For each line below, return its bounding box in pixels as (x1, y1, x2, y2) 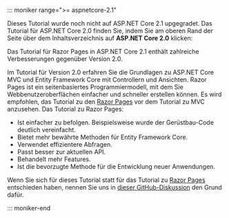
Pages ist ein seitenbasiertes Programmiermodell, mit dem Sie (7, 83, 184, 91)
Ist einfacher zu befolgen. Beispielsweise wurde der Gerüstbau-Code (17, 118, 214, 127)
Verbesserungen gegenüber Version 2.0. (7, 55, 123, 63)
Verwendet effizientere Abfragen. (17, 140, 112, 148)
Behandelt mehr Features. (17, 155, 91, 163)
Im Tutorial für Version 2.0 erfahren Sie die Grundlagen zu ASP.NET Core (7, 69, 215, 76)
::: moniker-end (7, 204, 51, 212)
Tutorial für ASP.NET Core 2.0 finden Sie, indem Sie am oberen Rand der (7, 27, 214, 35)
